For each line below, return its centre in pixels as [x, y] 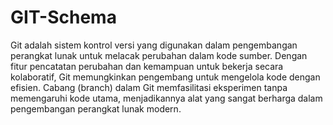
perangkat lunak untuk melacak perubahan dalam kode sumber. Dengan [159, 55]
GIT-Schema [63, 17]
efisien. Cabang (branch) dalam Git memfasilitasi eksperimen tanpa [149, 87]
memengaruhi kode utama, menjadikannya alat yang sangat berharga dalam [166, 98]
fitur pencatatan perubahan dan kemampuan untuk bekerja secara [147, 66]
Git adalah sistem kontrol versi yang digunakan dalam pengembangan [154, 45]
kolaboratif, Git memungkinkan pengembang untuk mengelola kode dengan [165, 77]
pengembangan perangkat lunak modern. [96, 108]
